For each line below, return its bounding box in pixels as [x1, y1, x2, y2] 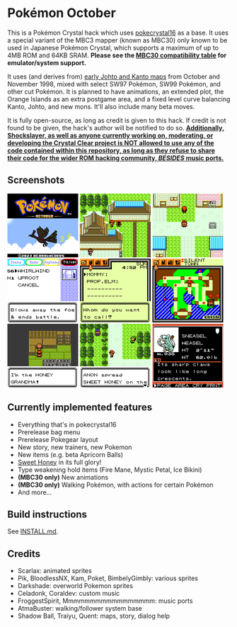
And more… [17, 487, 52, 497]
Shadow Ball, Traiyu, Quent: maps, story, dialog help [17, 611, 170, 621]
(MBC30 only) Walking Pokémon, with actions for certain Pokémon [17, 480, 214, 489]
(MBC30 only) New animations [17, 473, 108, 481]
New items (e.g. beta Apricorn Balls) [17, 450, 124, 458]
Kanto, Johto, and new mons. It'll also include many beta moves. [7, 102, 195, 111]
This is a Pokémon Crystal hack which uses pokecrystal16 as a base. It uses [7, 28, 229, 37]
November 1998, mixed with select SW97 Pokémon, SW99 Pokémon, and [7, 79, 221, 88]
